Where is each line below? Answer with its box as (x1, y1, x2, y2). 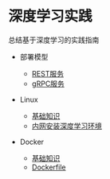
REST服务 (31, 68, 64, 78)
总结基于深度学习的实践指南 (8, 35, 100, 45)
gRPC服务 (31, 79, 65, 88)
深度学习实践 (8, 7, 93, 25)
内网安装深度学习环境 (31, 121, 102, 130)
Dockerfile (31, 162, 66, 172)
